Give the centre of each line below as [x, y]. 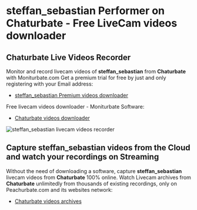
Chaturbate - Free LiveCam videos [92, 23]
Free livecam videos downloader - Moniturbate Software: [75, 106]
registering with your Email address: [50, 84]
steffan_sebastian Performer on [86, 11]
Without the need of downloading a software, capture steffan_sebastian [94, 171]
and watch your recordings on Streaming [83, 157]
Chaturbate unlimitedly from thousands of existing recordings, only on [92, 184]
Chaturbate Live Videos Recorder [69, 57]
